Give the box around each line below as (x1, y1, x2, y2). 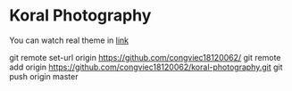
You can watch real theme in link (9, 35, 129, 45)
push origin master (9, 70, 79, 81)
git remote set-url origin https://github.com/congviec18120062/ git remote (9, 52, 281, 62)
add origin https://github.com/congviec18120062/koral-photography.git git (9, 62, 283, 72)
